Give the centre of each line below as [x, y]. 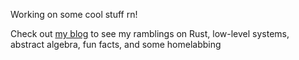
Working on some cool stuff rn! [74, 14]
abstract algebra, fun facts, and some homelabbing [116, 44]
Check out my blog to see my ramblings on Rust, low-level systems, [150, 33]
